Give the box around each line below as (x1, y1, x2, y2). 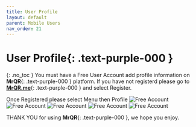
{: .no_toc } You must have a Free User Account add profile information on (6, 72, 190, 79)
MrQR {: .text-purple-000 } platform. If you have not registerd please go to (6, 78, 190, 85)
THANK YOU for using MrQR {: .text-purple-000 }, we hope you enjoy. (6, 114, 180, 121)
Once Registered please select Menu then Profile (6, 96, 128, 103)
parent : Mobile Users (6, 20, 61, 26)
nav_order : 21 (6, 25, 42, 32)
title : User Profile (6, 8, 58, 15)
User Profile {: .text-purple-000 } (6, 52, 174, 65)
